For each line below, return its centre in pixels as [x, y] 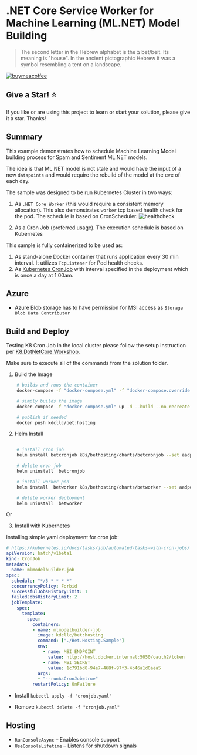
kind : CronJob [23, 559]
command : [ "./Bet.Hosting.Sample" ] [81, 641]
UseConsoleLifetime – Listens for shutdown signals [75, 746]
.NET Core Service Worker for [80, 11]
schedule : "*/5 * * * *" [42, 581]
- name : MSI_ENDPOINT [69, 652]
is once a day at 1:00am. [44, 275]
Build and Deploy [38, 331]
